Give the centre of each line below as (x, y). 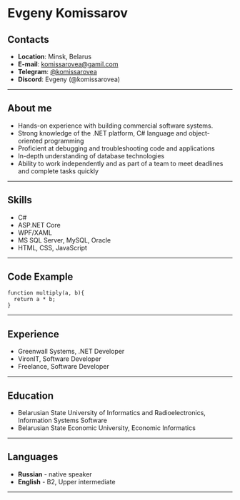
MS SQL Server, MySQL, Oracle (64, 240)
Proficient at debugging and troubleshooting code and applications (116, 148)
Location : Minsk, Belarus (54, 56)
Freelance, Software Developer (63, 367)
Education (31, 396)
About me (30, 108)
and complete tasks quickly (58, 171)
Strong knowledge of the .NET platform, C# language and (102, 133)
